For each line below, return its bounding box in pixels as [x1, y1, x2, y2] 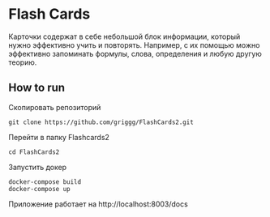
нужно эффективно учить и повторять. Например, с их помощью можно [8, 40, 260, 49]
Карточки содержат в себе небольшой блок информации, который [8, 32, 241, 41]
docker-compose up [8, 185, 71, 193]
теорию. [8, 57, 37, 67]
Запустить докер [8, 162, 67, 172]
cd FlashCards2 [8, 147, 60, 156]
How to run [8, 81, 66, 95]
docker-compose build [8, 177, 82, 186]
